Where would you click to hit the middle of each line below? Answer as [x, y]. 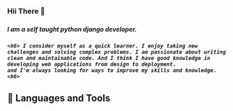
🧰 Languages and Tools [59, 98]
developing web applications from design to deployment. [92, 65]
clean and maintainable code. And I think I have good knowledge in [109, 59]
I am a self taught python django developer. [72, 29]
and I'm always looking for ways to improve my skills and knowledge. [112, 71]
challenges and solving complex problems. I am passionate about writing [117, 52]
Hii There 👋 [26, 11]
